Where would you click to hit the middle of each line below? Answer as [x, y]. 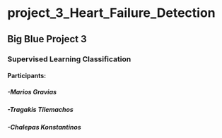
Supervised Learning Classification [69, 59]
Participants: [27, 76]
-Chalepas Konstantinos [44, 127]
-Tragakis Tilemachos [41, 110]
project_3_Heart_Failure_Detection [111, 13]
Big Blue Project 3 [47, 39]
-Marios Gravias [32, 92]
